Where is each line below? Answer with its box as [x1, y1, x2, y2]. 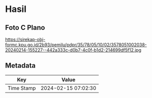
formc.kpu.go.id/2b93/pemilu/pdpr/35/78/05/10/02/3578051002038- [5, 42, 147, 48]
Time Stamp [7, 85, 36, 92]
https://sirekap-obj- [5, 36, 46, 42]
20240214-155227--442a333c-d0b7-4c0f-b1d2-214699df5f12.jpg [5, 47, 142, 53]
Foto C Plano [5, 23, 45, 32]
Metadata [5, 61, 36, 70]
